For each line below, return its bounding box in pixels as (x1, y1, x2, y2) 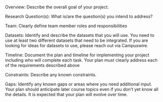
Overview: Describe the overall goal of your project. (5, 4, 109, 10)
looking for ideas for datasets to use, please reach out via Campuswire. (5, 43, 149, 48)
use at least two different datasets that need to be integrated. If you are (5, 37, 148, 43)
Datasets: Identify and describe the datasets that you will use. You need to (5, 33, 155, 38)
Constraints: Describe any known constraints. (5, 72, 97, 77)
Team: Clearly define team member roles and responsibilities (5, 23, 127, 29)
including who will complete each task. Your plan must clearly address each (5, 57, 158, 63)
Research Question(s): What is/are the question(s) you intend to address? (5, 14, 153, 19)
